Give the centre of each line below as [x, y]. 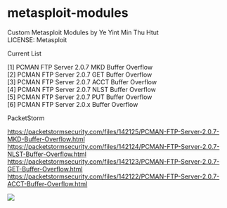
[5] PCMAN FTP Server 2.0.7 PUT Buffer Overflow [80, 97]
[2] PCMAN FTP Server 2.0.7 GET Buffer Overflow [80, 74]
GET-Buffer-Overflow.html [45, 169]
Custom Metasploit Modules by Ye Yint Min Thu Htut [83, 32]
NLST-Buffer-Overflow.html [47, 154]
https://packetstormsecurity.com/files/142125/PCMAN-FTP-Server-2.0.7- [113, 131]
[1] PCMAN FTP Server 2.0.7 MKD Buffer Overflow [80, 67]
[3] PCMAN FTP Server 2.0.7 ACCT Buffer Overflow [82, 82]
